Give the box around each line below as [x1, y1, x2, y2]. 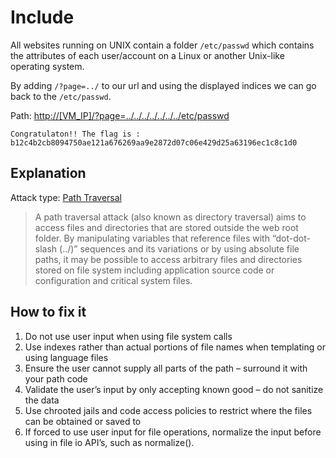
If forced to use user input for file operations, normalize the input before [24, 426, 322, 438]
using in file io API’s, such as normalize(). [24, 436, 195, 448]
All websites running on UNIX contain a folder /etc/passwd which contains [10, 39, 315, 51]
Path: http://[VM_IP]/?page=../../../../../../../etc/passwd [10, 109, 230, 121]
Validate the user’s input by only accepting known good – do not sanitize [24, 383, 324, 395]
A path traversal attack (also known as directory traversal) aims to [34, 211, 307, 223]
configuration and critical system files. [34, 274, 193, 286]
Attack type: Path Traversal [10, 191, 122, 203]
